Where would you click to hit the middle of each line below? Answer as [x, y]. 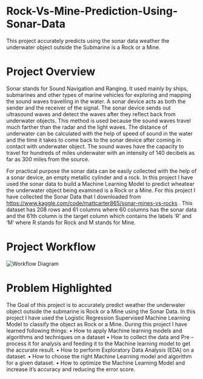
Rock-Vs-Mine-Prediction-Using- [92, 11]
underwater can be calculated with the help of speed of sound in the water [100, 133]
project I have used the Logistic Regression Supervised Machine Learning [98, 318]
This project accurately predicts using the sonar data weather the [88, 41]
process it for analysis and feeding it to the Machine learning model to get [98, 343]
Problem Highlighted [59, 288]
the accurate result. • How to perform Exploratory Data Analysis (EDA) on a [100, 350]
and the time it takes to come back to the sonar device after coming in [94, 140]
